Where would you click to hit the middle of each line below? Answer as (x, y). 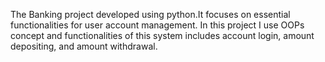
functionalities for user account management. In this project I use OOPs (157, 25)
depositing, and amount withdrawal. (84, 46)
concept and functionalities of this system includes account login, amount (162, 35)
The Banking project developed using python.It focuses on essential (150, 14)
